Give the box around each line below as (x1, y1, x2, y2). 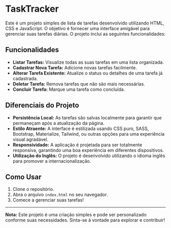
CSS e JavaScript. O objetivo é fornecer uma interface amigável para (5, 25, 150, 31)
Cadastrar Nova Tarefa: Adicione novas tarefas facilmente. (12, 64, 137, 70)
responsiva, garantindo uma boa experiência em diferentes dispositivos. (12, 147, 164, 153)
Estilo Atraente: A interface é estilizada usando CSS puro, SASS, (12, 125, 149, 132)
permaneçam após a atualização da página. (12, 120, 105, 126)
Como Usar (5, 172, 42, 181)
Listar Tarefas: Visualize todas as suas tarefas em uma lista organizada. (12, 59, 164, 65)
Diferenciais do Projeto (5, 101, 79, 110)
